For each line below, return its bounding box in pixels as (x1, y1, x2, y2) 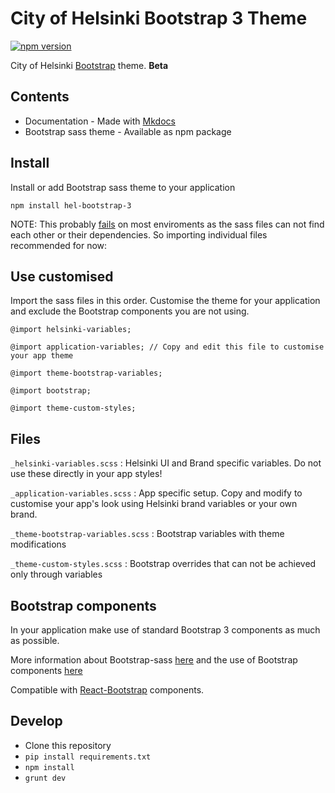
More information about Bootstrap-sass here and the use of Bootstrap (10, 654, 298, 666)
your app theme (10, 351, 74, 361)
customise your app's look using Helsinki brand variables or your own (10, 498, 298, 510)
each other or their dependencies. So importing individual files (10, 228, 268, 241)
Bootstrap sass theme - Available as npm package (24, 125, 232, 137)
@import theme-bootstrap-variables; (10, 368, 163, 379)
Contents (10, 88, 70, 106)
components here (10, 665, 83, 676)
